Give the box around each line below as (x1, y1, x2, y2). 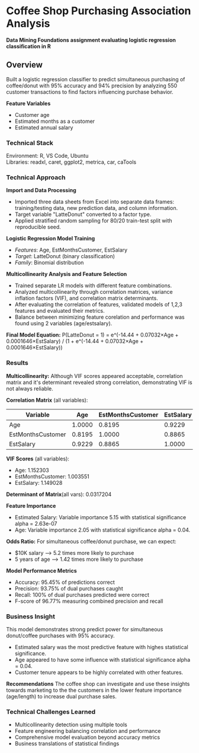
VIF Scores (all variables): (6, 455, 70, 462)
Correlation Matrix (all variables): (6, 396, 88, 403)
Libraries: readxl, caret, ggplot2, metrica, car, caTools (6, 158, 137, 166)
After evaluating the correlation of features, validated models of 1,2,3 (14, 301, 182, 308)
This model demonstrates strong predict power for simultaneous (6, 625, 163, 633)
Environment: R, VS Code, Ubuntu (6, 152, 89, 160)
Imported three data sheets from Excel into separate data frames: (14, 198, 175, 205)
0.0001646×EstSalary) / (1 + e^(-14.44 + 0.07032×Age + (6, 338, 144, 345)
